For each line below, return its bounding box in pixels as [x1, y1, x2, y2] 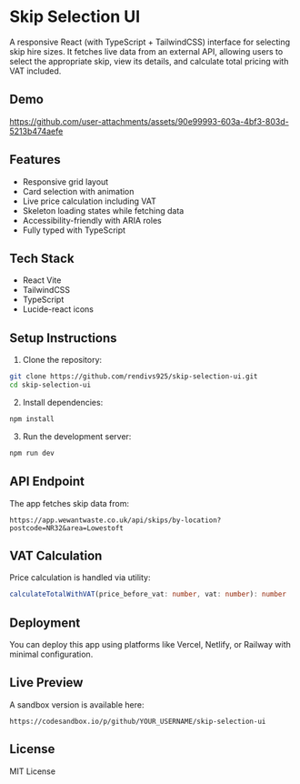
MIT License [9, 766, 56, 777]
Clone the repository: [22, 355, 103, 366]
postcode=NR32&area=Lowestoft [9, 523, 125, 533]
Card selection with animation [22, 186, 135, 196]
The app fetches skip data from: [9, 498, 130, 508]
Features [9, 152, 61, 167]
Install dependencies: [22, 397, 104, 407]
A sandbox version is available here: [9, 699, 145, 710]
